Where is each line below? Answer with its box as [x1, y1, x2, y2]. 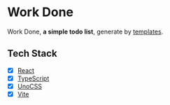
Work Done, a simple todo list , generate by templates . [7, 27, 164, 36]
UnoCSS [17, 82, 43, 90]
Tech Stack [7, 48, 57, 59]
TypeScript [17, 74, 50, 83]
